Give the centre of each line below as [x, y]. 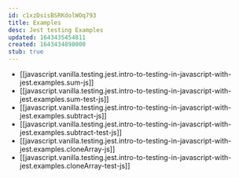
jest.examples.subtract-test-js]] [70, 133]
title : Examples [35, 23]
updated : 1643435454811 [47, 37]
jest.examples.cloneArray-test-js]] [75, 166]
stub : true [26, 52]
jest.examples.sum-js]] [57, 82]
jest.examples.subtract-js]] [63, 116]
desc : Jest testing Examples [56, 30]
